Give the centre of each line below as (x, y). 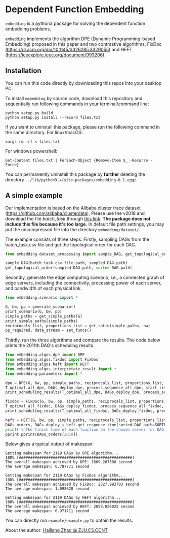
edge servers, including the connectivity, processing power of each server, (83, 283)
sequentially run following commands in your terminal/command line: (77, 104)
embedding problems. (28, 28)
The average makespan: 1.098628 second (47, 489)
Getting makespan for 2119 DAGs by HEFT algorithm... (63, 498)
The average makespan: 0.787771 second (47, 467)
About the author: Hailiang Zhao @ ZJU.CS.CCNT (56, 530)
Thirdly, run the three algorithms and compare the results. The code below (83, 340)
